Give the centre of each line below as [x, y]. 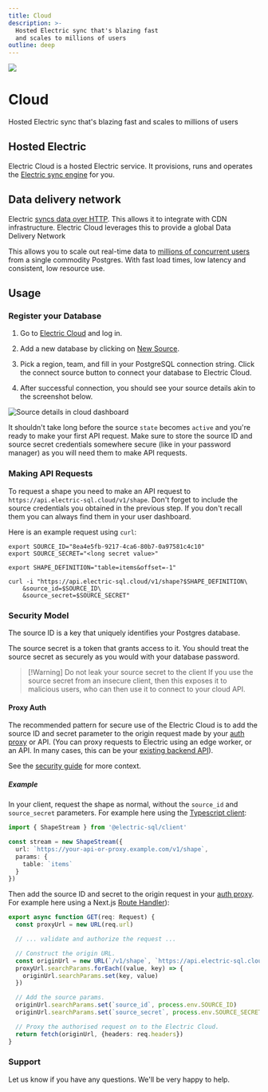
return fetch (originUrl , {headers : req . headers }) [99, 1034]
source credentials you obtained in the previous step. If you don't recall [125, 508]
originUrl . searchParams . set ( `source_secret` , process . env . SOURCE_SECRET [139, 1013]
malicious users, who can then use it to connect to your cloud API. [136, 689]
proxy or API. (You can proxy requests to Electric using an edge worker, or [130, 742]
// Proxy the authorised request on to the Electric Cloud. [117, 1027]
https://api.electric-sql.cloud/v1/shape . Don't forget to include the [123, 499]
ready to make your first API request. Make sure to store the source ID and [130, 436]
